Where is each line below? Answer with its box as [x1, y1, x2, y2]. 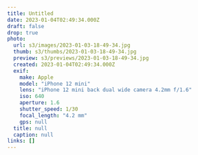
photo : [7, 36, 26, 43]
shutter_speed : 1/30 [19, 106, 78, 112]
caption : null [13, 131, 54, 138]
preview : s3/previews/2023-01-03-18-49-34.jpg [13, 55, 149, 62]
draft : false [7, 23, 45, 29]
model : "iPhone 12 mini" [19, 80, 91, 87]
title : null [13, 125, 48, 132]
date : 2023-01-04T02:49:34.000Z [7, 16, 100, 23]
